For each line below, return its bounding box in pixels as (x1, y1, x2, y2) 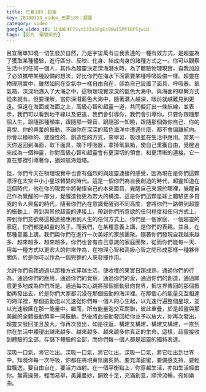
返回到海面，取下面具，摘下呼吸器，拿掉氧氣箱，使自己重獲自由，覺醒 (17, 141, 194, 149)
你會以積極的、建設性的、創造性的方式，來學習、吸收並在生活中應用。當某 (6, 134, 194, 141)
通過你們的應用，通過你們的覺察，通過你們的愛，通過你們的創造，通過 (17, 274, 194, 282)
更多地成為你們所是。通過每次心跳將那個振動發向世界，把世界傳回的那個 (11, 282, 194, 290)
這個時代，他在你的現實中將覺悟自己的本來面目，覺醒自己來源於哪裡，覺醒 (6, 185, 194, 192)
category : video (6, 20, 48, 26)
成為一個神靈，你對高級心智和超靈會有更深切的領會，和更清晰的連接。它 (11, 149, 194, 156)
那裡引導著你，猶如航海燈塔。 (17, 157, 93, 164)
